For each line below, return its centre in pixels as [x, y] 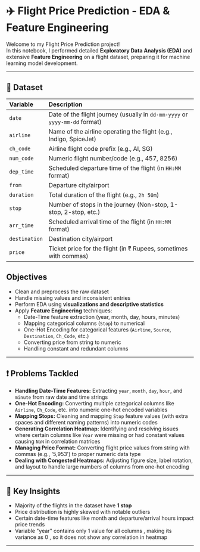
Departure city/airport [79, 185]
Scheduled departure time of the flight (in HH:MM [115, 168]
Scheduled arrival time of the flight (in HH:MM [110, 222]
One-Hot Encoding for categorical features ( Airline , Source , [97, 329]
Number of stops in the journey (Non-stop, [109, 204]
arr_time [21, 225]
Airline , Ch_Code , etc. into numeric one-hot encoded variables [91, 410]
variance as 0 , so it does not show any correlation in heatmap [91, 537]
